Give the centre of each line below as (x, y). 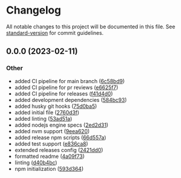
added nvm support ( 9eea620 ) (52, 131)
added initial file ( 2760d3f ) (47, 112)
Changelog (34, 10)
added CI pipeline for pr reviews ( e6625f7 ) (66, 87)
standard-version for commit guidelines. (55, 32)
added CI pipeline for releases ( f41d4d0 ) (64, 93)
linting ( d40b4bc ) (36, 162)
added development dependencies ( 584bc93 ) (71, 100)
